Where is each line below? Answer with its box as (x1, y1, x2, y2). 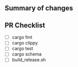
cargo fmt (11, 34, 32, 40)
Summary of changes (4, 4, 73, 12)
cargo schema (11, 51, 42, 57)
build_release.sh (11, 57, 46, 63)
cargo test (11, 45, 33, 51)
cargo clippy (11, 40, 38, 46)
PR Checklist (4, 21, 45, 29)
